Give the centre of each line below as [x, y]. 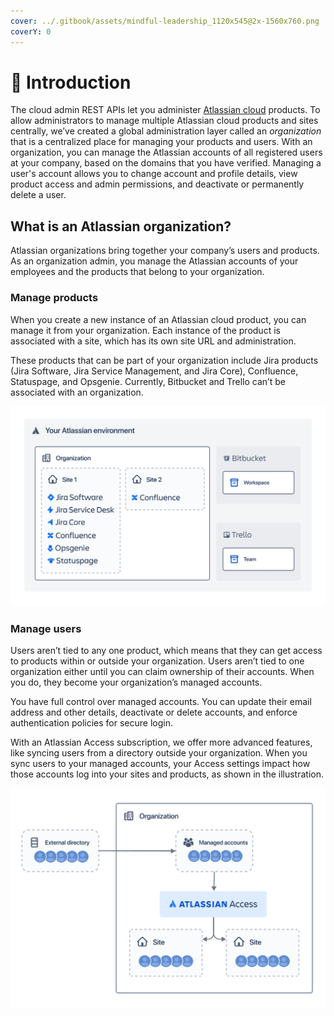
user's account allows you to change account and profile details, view [154, 174]
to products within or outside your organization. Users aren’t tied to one [157, 661]
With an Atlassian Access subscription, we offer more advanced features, [161, 742]
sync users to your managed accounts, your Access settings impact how [160, 764]
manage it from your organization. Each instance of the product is [145, 330]
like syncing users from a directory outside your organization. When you [159, 753]
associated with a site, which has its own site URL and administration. [153, 341]
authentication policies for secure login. [92, 723]
